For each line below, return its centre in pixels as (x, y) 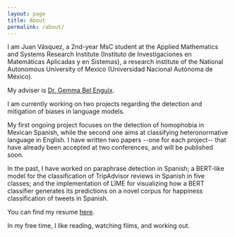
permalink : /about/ (36, 27)
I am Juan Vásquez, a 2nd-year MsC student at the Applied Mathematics (113, 47)
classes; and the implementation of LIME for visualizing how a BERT (106, 184)
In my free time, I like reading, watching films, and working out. (99, 226)
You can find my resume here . (51, 212)
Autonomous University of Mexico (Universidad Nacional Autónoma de (110, 69)
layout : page (26, 14)
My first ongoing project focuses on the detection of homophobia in (106, 125)
